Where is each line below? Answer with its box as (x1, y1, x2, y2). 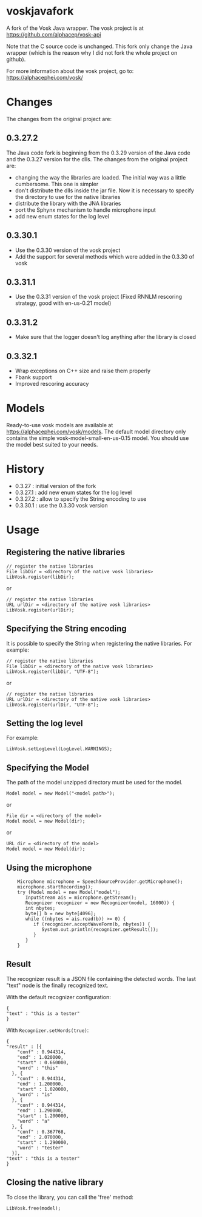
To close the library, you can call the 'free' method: (6, 1193, 133, 1201)
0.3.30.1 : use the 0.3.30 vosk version (15, 501, 108, 509)
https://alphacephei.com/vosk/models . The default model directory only (6, 428, 186, 435)
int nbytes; (25, 905, 56, 912)
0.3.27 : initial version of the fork (15, 482, 96, 489)
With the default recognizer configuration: (6, 993, 111, 1000)
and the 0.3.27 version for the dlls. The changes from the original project (6, 155, 188, 162)
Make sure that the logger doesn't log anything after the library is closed (15, 333, 196, 341)
